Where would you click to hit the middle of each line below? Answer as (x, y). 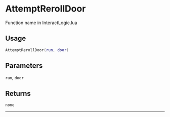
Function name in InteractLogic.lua (41, 23)
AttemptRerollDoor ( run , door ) (37, 50)
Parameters (24, 66)
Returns (18, 93)
